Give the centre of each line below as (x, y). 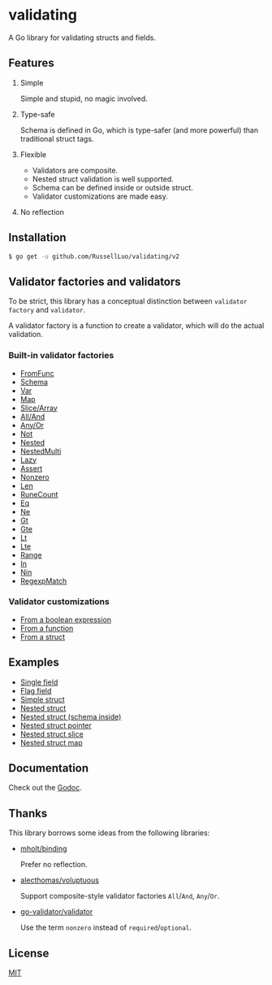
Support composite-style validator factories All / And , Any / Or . (120, 896)
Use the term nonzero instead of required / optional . (106, 928)
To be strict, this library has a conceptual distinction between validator (128, 301)
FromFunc (37, 373)
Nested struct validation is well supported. (103, 179)
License (29, 953)
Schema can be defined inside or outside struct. (112, 187)
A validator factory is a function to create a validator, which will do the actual (136, 326)
